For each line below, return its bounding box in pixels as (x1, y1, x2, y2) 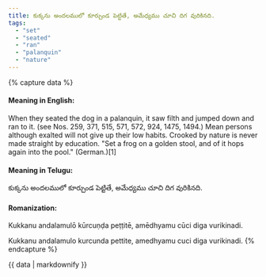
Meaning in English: (8, 96, 75, 106)
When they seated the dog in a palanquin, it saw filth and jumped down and (8, 113, 255, 123)
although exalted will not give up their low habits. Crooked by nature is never (8, 130, 258, 140)
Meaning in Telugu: (8, 165, 74, 175)
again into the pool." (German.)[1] (8, 148, 117, 157)
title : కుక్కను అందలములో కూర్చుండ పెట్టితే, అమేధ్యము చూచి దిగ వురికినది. (8, 11, 215, 20)
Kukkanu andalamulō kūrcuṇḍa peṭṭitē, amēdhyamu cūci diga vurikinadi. (8, 221, 243, 230)
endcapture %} (8, 244, 58, 254)
